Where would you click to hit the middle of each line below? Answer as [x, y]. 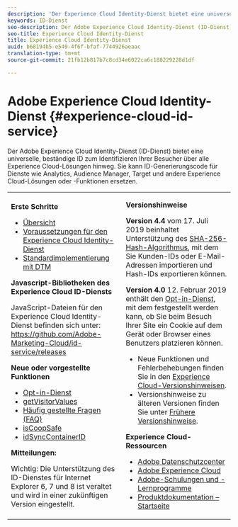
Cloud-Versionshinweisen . [182, 385]
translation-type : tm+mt [44, 54]
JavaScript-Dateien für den [57, 307]
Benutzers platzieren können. [174, 343]
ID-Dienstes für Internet [51, 477]
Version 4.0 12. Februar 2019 [176, 290]
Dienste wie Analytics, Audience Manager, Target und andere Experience [114, 174]
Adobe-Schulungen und [178, 479]
